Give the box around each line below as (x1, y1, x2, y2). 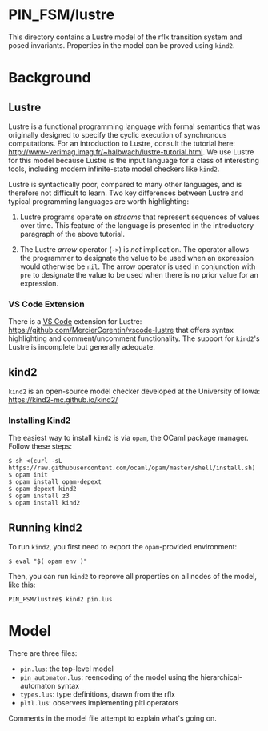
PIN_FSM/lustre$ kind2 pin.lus (8, 596, 113, 604)
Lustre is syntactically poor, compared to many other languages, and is (8, 179, 242, 189)
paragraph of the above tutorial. (19, 229, 126, 238)
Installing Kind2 (8, 414, 71, 425)
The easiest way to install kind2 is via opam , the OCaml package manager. (8, 433, 250, 443)
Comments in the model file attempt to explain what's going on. (8, 713, 218, 723)
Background (8, 69, 91, 87)
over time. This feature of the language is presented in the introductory (19, 220, 254, 230)
